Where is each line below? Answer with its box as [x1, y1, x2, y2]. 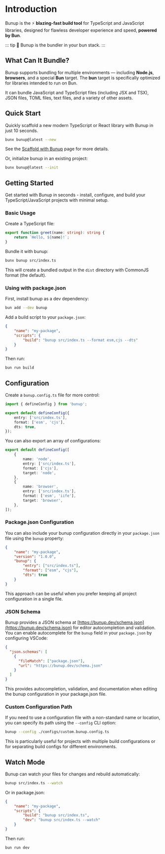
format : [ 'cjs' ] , [23, 466, 58, 470]
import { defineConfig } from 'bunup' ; [5, 402, 87, 407]
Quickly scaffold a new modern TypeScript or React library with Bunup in [5, 122, 154, 128]
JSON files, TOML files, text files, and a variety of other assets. [5, 95, 133, 101]
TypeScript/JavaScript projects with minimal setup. [5, 197, 109, 203]
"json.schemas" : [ [9, 649, 48, 654]
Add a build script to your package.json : [5, 314, 86, 320]
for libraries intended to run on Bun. [5, 80, 78, 86]
